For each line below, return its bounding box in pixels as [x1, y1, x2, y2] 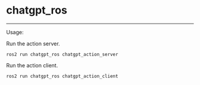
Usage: [6, 28, 24, 35]
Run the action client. [6, 61, 58, 68]
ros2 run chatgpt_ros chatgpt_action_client [6, 73, 118, 79]
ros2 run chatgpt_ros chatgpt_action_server [6, 51, 118, 57]
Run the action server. [6, 40, 61, 47]
